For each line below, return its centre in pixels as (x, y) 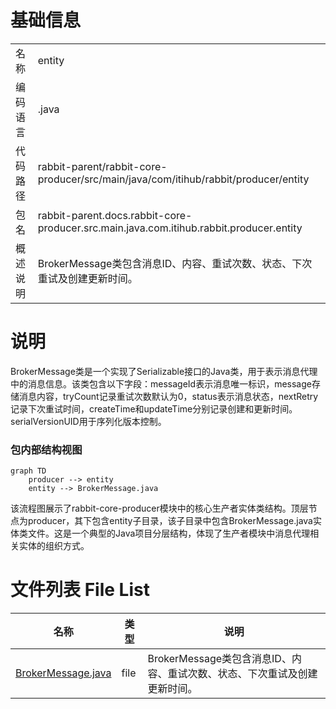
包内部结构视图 (46, 449)
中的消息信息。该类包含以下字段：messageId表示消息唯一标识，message (161, 383)
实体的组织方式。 (54, 546)
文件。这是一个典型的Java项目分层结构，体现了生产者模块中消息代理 (169, 533)
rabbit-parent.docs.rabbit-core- (115, 215)
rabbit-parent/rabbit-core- (102, 166)
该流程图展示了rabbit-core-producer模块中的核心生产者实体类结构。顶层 (159, 508)
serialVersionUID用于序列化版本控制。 (88, 421)
